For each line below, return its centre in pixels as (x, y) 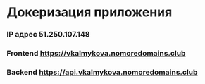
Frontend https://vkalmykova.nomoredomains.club (96, 54)
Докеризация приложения (89, 12)
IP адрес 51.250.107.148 (48, 35)
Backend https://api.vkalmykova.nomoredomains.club (102, 72)
